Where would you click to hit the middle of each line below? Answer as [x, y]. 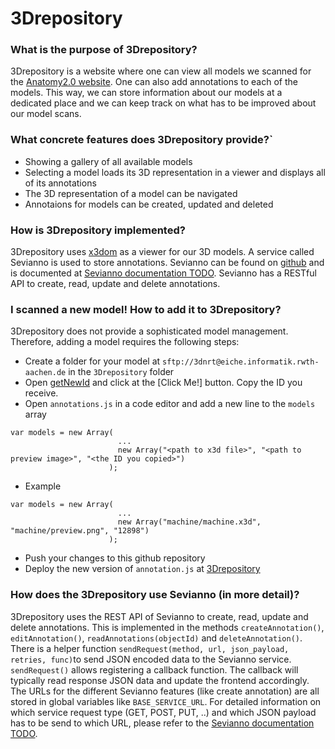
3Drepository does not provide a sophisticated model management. [149, 331]
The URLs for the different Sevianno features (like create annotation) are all [165, 691]
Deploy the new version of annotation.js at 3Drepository [142, 569]
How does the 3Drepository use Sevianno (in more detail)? [155, 595]
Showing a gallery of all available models [108, 161]
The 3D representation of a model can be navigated [131, 193]
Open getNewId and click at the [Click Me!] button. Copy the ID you [163, 383]
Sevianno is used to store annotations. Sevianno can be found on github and [167, 263]
